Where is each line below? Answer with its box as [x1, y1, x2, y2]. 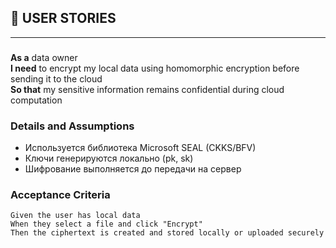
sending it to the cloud [10, 72, 103, 85]
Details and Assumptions [10, 119, 135, 133]
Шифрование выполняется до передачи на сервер [24, 163, 242, 175]
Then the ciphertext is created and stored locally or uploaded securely [10, 228, 325, 238]
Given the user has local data [10, 211, 141, 221]
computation [10, 94, 63, 106]
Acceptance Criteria [10, 187, 111, 201]
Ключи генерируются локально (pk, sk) [24, 152, 194, 165]
